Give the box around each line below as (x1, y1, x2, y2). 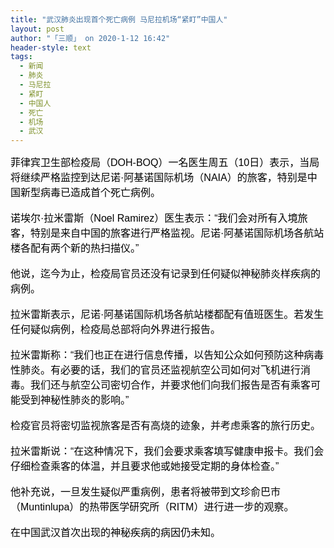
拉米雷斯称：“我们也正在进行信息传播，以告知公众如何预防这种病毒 (10, 349, 325, 361)
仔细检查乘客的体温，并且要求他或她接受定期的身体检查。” (10, 461, 280, 473)
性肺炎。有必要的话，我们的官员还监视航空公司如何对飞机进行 (10, 364, 302, 376)
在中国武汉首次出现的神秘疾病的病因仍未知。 (10, 527, 222, 539)
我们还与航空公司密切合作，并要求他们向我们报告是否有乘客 (30, 379, 312, 391)
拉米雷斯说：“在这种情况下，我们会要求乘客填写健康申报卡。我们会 (10, 446, 325, 458)
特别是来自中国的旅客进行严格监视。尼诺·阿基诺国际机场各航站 (30, 227, 325, 240)
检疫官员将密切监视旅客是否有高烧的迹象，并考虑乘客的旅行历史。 (10, 420, 322, 432)
